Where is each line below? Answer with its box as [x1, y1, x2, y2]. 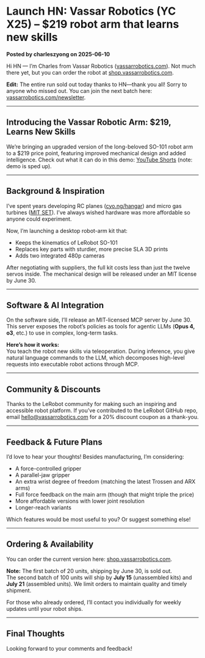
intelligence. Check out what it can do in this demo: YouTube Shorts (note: [6, 156, 193, 163]
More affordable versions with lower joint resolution [15, 497, 145, 505]
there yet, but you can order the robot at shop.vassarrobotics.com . [6, 68, 174, 76]
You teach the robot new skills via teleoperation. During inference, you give [6, 347, 195, 355]
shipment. [6, 586, 32, 594]
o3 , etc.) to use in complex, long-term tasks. [6, 329, 118, 337]
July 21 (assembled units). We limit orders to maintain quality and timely [6, 580, 187, 588]
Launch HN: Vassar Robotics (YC [6, 4, 176, 18]
